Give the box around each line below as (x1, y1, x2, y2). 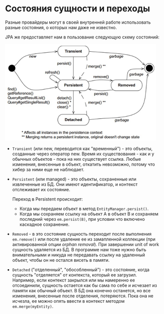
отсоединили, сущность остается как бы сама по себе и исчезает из (12, 282, 157, 288)
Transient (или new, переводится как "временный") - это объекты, (12, 146, 153, 152)
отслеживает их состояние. (12, 187, 70, 193)
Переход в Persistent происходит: (12, 196, 83, 202)
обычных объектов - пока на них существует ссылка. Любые (12, 156, 141, 162)
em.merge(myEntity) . (12, 304, 54, 310)
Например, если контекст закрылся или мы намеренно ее (12, 277, 135, 283)
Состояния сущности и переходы (5, 3, 150, 14)
